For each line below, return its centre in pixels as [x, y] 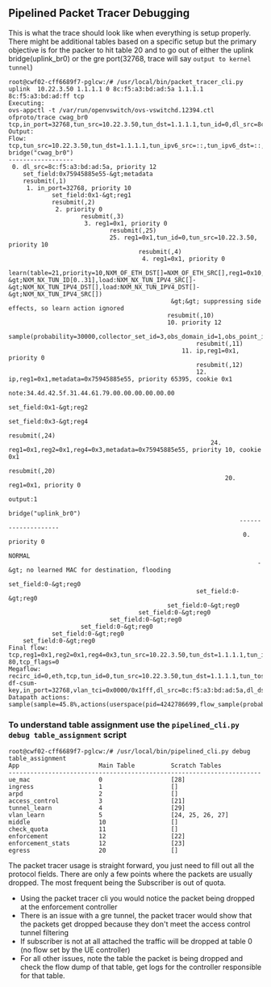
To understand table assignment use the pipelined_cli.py [124, 724]
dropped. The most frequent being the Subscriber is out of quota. [117, 883]
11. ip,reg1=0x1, [211, 351]
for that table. [43, 976]
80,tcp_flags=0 [34, 662]
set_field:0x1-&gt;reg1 [91, 195]
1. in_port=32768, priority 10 [79, 188]
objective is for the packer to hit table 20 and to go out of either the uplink [131, 50]
